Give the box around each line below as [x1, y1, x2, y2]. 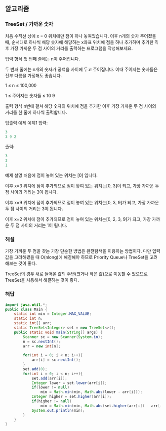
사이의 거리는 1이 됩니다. [20, 222, 68, 228]
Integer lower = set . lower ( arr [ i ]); [31, 380, 107, 386]
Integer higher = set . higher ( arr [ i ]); [31, 394, 112, 399]
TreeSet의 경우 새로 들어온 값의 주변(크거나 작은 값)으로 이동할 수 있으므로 [5, 271, 148, 277]
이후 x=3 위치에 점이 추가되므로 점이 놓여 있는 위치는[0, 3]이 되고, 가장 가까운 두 [5, 183, 160, 189]
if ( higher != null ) [31, 399, 72, 404]
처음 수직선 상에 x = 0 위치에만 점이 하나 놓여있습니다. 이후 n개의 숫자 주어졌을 [5, 33, 157, 39]
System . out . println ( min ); [31, 408, 85, 413]
